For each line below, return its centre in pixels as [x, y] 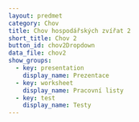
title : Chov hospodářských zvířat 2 [69, 31]
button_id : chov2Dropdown [51, 46]
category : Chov [34, 23]
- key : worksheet [45, 83]
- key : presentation [50, 68]
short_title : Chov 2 [43, 38]
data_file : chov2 [37, 53]
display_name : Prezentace [66, 75]
